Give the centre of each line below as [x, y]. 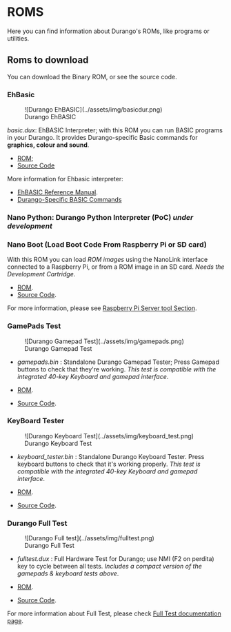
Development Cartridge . [41, 274]
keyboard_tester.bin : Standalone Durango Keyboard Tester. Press [111, 456]
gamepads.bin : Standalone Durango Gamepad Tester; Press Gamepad [118, 362]
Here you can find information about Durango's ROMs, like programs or [109, 31]
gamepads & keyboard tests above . [68, 573]
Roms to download [48, 60]
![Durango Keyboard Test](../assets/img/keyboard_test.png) [109, 436]
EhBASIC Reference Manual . [58, 192]
